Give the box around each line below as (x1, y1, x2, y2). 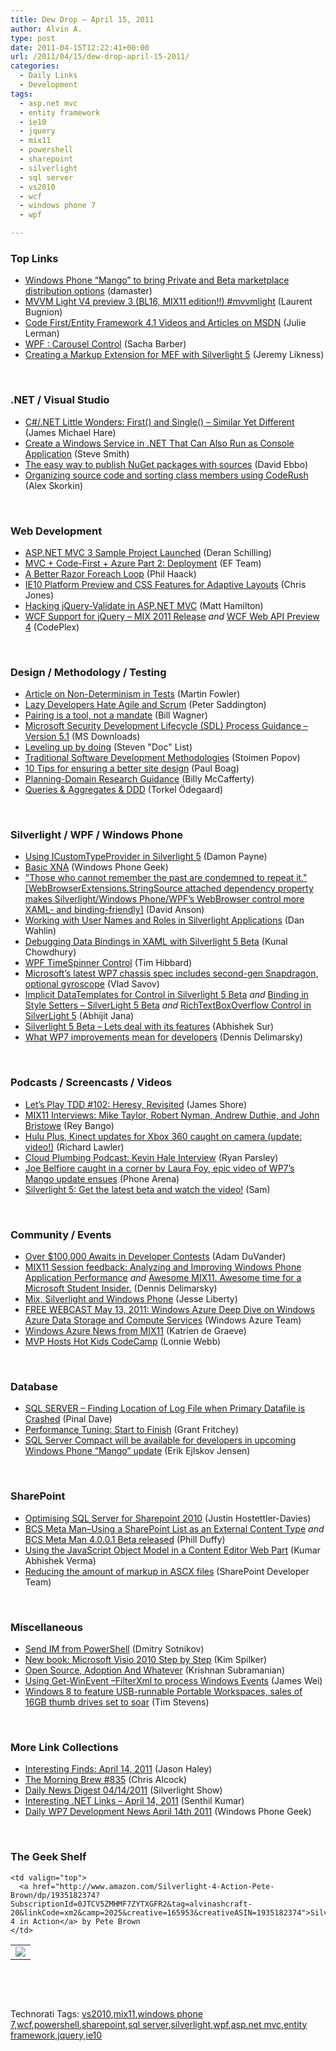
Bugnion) (24, 306, 63, 318)
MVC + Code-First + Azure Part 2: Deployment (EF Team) (24, 557, 262, 569)
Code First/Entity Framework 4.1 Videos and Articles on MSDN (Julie (24, 317, 307, 329)
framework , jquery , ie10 (10, 2029, 103, 2041)
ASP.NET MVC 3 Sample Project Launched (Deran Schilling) (24, 546, 272, 558)
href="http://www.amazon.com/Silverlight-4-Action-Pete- (32, 1881, 275, 1891)
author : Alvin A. (10, 24, 83, 34)
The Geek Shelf (10, 1850, 87, 1864)
